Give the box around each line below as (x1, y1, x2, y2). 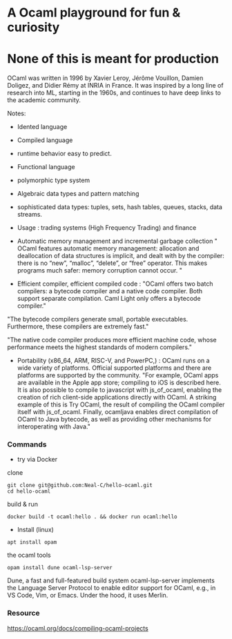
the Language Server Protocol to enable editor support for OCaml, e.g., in (7, 584, 216, 592)
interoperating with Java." (17, 422, 91, 431)
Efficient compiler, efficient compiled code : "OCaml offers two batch (17, 279, 213, 288)
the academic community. (7, 96, 81, 104)
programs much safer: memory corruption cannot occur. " (17, 266, 183, 275)
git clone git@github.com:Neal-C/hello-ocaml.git (7, 482, 153, 489)
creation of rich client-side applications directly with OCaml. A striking (17, 393, 217, 402)
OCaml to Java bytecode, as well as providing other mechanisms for (17, 415, 212, 424)
